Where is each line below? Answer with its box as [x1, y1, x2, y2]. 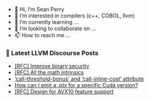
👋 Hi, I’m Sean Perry [14, 6, 64, 13]
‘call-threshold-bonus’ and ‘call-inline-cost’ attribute [14, 75, 144, 82]
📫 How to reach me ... [14, 32, 70, 38]
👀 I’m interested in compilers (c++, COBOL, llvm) [14, 12, 135, 19]
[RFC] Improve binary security [14, 63, 90, 70]
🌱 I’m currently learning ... [14, 19, 79, 25]
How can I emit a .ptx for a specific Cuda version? [14, 82, 139, 89]
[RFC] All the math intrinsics [14, 69, 84, 76]
